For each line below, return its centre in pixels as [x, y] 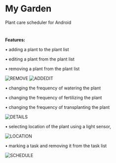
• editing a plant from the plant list [40, 59]
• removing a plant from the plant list [42, 69]
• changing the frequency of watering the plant [53, 88]
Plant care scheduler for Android [38, 22]
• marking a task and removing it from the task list [56, 146]
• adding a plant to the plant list [37, 50]
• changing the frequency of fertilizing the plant [54, 98]
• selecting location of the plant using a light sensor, [58, 127]
